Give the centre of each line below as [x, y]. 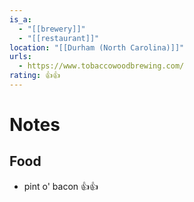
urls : [20, 57]
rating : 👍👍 [35, 76]
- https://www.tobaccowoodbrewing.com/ [101, 66]
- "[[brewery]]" [52, 29]
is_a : [20, 19]
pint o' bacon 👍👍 [61, 186]
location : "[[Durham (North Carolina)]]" [97, 47]
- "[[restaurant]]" [59, 38]
